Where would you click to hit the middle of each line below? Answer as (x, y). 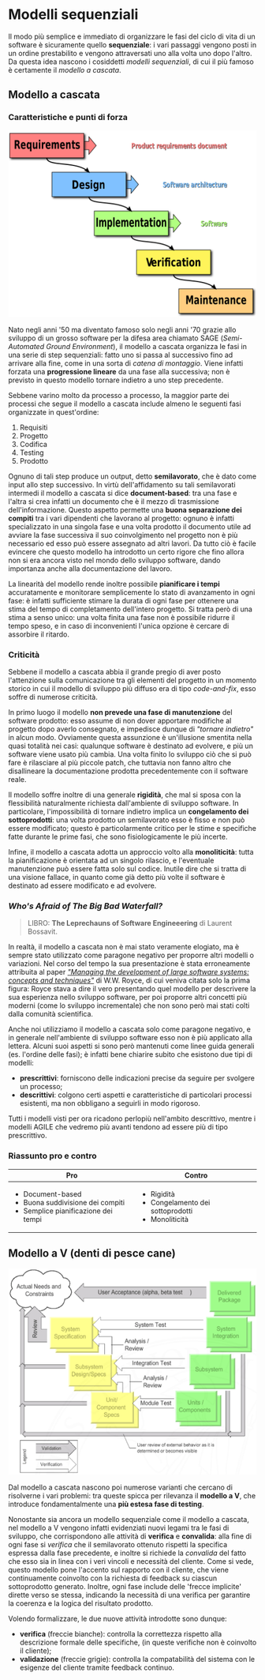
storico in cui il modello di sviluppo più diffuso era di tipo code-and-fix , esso (132, 688)
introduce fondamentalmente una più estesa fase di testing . (106, 1504)
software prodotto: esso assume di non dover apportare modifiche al (120, 720)
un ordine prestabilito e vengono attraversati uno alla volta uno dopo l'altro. (130, 53)
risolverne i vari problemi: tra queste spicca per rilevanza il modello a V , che (132, 1495)
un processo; (41, 1087)
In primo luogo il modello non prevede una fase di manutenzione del (120, 712)
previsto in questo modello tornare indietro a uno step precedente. (116, 380)
